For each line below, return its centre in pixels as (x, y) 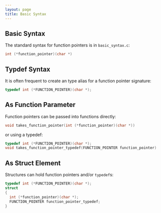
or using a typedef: (24, 135)
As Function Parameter (40, 105)
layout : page (18, 9)
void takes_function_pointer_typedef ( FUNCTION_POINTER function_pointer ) (81, 148)
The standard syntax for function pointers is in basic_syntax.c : (67, 45)
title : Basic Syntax (26, 14)
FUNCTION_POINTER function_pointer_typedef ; (55, 201)
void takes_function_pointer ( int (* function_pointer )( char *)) (70, 125)
